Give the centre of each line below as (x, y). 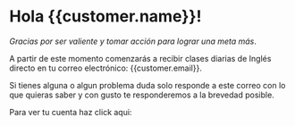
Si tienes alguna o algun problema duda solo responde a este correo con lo (147, 85)
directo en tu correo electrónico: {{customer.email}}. (106, 68)
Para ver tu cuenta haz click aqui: (71, 112)
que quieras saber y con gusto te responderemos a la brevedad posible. (142, 95)
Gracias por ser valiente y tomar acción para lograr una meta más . (133, 41)
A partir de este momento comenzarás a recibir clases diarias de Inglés (140, 58)
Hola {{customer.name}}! (105, 17)
